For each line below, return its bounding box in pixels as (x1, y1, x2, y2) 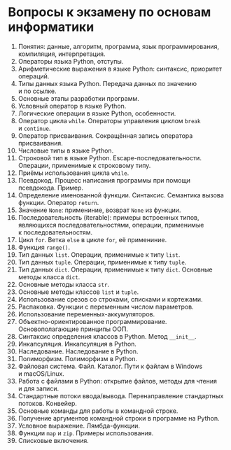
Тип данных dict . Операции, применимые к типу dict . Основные (17, 265, 213, 274)
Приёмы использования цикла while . (17, 169, 129, 177)
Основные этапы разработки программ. (17, 94, 139, 102)
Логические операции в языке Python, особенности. (17, 109, 176, 118)
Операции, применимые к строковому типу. (17, 161, 151, 169)
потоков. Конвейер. (17, 399, 78, 407)
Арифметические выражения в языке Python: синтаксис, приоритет (17, 64, 223, 73)
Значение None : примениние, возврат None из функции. (17, 206, 181, 214)
